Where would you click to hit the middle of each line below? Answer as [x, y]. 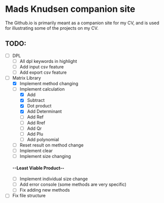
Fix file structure [29, 196]
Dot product [39, 106]
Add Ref [35, 117]
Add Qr [34, 128]
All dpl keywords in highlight [48, 61]
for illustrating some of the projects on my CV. [52, 28]
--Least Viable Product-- [38, 168]
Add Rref [36, 123]
